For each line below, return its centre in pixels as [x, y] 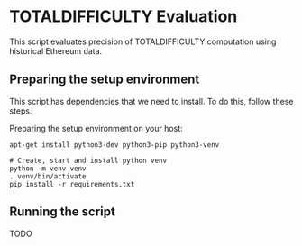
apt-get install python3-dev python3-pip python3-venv [114, 145]
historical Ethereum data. [56, 50]
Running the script [62, 212]
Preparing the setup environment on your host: [96, 128]
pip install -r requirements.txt [72, 184]
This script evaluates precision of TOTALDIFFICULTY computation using [143, 41]
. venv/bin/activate [48, 176]
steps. [21, 111]
